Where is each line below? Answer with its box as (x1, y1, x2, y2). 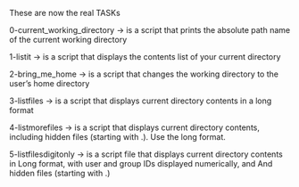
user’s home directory (9, 78, 90, 88)
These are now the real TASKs (9, 8, 120, 18)
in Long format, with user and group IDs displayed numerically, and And (9, 159, 273, 168)
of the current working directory (9, 35, 128, 45)
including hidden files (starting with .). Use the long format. (9, 132, 226, 142)
